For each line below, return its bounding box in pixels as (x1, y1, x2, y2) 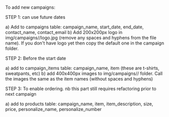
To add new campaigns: (5, 5, 56, 10)
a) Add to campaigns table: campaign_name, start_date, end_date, (5, 24, 144, 30)
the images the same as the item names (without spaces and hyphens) (5, 76, 153, 82)
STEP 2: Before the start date (5, 55, 66, 61)
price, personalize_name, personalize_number (5, 106, 102, 112)
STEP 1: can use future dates (5, 14, 65, 20)
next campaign (5, 91, 37, 97)
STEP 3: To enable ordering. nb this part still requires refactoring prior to (5, 86, 156, 92)
